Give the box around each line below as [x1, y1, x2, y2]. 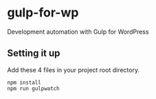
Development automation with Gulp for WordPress [7, 27, 149, 36]
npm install [7, 79, 41, 86]
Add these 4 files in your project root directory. [7, 65, 140, 74]
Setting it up [7, 47, 60, 59]
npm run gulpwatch [7, 85, 60, 92]
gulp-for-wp [7, 5, 79, 21]
